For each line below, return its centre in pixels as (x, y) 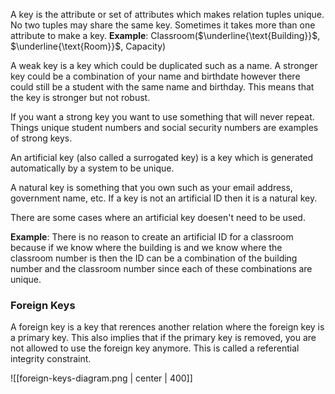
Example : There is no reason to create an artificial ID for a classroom (152, 237)
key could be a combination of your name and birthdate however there (155, 76)
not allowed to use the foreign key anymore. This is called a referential (155, 348)
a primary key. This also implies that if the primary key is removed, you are (163, 338)
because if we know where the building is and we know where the (146, 247)
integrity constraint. (51, 359)
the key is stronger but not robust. (80, 97)
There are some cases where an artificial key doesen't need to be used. (158, 217)
